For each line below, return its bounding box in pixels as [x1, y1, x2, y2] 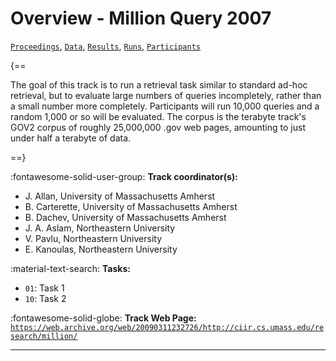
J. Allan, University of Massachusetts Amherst [24, 190, 216, 202]
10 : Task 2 [24, 292, 67, 304]
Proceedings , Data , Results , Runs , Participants [10, 40, 201, 52]
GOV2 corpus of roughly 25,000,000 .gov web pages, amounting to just [10, 121, 306, 133]
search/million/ [10, 331, 78, 341]
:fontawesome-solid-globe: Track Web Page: [10, 312, 197, 324]
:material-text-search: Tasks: [10, 262, 131, 274]
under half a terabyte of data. [10, 132, 132, 144]
